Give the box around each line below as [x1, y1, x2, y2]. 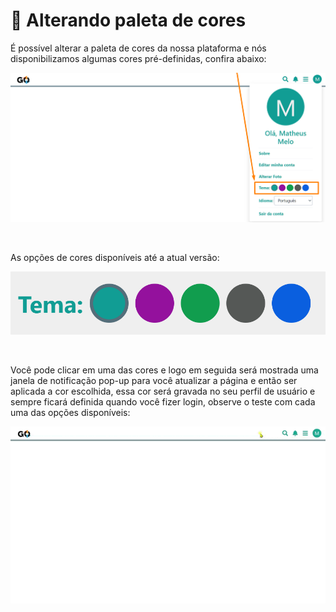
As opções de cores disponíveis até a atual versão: [10, 252, 220, 264]
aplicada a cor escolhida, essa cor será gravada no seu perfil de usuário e [10, 385, 316, 397]
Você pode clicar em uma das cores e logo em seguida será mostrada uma [10, 364, 319, 376]
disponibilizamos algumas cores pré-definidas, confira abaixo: [10, 52, 267, 64]
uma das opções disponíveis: [10, 406, 131, 418]
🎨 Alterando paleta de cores [10, 9, 247, 32]
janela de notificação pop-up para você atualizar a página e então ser [10, 374, 298, 386]
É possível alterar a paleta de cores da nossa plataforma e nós [10, 42, 267, 54]
